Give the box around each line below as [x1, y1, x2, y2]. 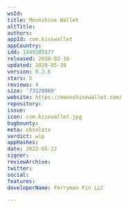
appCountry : [7, 42, 42, 49]
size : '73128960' [7, 87, 58, 94]
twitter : [7, 164, 33, 172]
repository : [7, 101, 42, 107]
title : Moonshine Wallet [7, 17, 79, 24]
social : [7, 171, 30, 178]
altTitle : [7, 23, 36, 30]
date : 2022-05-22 [7, 146, 58, 153]
